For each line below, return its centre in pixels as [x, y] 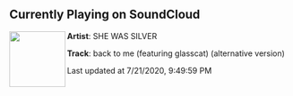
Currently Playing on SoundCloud [105, 15]
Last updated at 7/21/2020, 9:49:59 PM [139, 70]
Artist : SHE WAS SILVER [112, 36]
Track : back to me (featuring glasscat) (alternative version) [176, 53]
